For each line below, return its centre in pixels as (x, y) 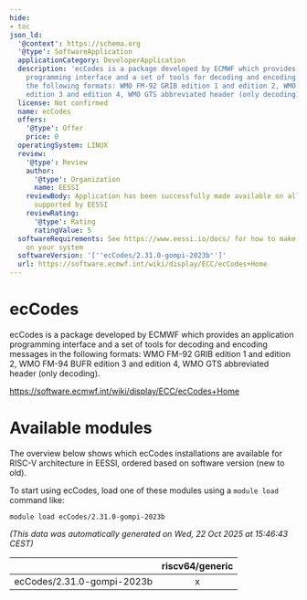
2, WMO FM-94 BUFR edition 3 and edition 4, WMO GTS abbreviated (139, 363)
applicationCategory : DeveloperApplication (101, 60)
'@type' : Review (57, 162)
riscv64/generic (197, 565)
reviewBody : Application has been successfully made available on (155, 196)
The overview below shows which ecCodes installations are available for (146, 453)
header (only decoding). (55, 373)
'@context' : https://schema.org (79, 43)
